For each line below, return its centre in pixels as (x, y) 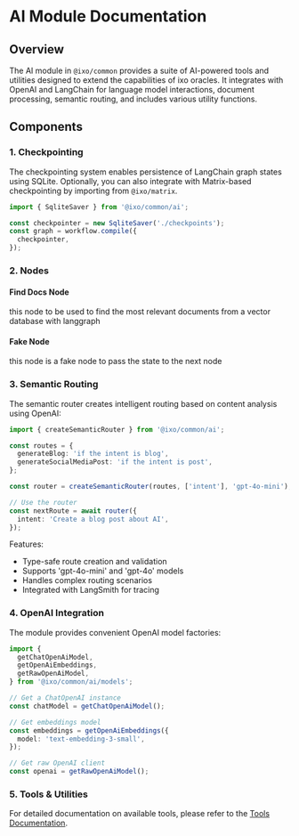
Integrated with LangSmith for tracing (91, 590)
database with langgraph (55, 321)
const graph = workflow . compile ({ (73, 231)
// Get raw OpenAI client (57, 763)
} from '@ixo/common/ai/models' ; (71, 682)
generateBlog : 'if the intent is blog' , (93, 454)
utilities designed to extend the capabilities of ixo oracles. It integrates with (146, 80)
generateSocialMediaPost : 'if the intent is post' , (115, 462)
